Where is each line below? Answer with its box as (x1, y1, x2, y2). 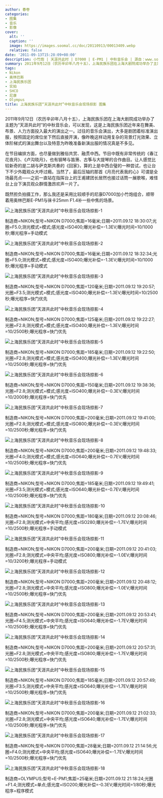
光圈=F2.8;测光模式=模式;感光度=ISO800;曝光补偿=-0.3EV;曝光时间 (5, 421, 140, 427)
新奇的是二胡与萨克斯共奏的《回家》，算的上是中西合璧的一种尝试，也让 (9, 163, 152, 168)
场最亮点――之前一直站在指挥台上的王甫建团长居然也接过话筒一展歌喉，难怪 (5, 175, 158, 180)
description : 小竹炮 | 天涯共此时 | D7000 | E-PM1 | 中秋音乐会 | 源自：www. (5, 57, 154, 62)
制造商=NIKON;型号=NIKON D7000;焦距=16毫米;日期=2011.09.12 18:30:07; (5, 218, 153, 224)
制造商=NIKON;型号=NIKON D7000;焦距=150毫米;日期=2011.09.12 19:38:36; (5, 382, 156, 388)
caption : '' (9, 39, 34, 44)
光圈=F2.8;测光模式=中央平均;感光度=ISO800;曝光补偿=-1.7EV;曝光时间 (5, 651, 147, 656)
